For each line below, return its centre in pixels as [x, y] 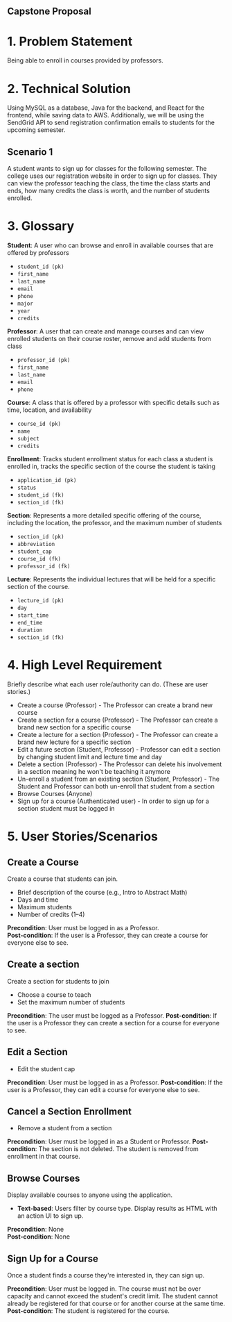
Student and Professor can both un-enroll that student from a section [116, 786]
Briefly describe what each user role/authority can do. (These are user [108, 684]
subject [28, 439]
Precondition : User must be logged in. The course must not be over [104, 1289]
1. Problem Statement [70, 41]
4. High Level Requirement [85, 665]
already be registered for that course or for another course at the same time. [116, 1304]
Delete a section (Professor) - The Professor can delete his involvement [119, 764]
